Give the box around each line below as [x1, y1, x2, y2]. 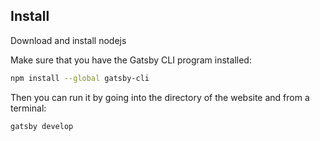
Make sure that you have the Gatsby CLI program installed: [10, 54, 252, 66]
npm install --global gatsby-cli [10, 73, 150, 83]
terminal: [10, 102, 47, 114]
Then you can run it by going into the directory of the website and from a [10, 91, 310, 103]
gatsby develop [10, 121, 74, 131]
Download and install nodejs [10, 34, 127, 46]
